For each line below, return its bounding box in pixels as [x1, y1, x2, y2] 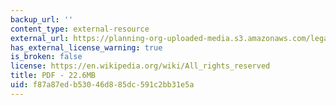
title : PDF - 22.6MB [10, 71, 97, 81]
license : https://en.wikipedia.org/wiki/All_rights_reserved [10, 61, 271, 71]
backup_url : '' [10, 14, 74, 25]
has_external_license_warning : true [10, 42, 163, 53]
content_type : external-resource [10, 24, 150, 34]
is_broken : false [10, 52, 83, 62]
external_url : [10, 33, 70, 43]
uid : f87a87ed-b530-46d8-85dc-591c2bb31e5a [10, 80, 195, 90]
